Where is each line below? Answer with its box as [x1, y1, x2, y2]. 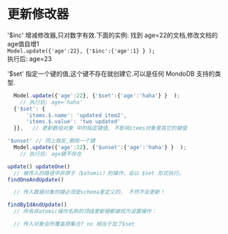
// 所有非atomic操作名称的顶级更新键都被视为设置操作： [13, 208, 157, 215]
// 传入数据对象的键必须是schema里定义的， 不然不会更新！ [13, 188, 166, 196]
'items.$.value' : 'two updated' [25, 118, 121, 125]
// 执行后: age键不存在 [20, 150, 82, 158]
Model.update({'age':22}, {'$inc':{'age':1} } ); [7, 47, 156, 55]
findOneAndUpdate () [7, 176, 65, 183]
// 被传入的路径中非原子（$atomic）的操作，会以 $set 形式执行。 [13, 170, 185, 177]
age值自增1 [7, 39, 40, 48]
